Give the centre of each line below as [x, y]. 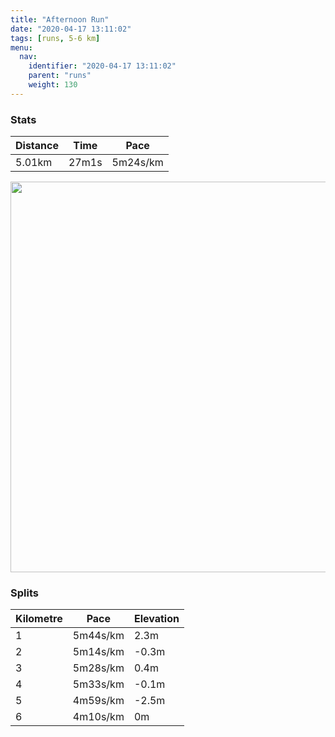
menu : [21, 47]
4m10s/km [98, 717]
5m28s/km [98, 668]
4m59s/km [98, 701]
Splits [24, 593]
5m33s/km [98, 684]
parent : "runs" [60, 76]
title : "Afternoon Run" [60, 19]
